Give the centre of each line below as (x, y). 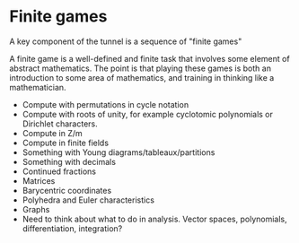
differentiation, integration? (72, 228)
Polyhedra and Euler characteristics (88, 200)
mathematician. (38, 87)
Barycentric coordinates (67, 190)
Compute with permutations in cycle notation (106, 104)
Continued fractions (59, 171)
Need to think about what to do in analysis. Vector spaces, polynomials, (154, 219)
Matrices (39, 180)
